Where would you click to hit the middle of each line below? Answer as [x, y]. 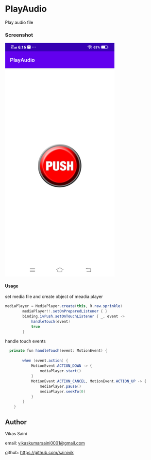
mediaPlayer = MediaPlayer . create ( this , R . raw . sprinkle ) [64, 306]
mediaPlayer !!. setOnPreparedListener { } [65, 312]
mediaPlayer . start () [60, 371]
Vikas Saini [16, 434]
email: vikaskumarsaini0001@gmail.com [45, 443]
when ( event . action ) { [45, 361]
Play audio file [19, 22]
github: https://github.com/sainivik [39, 452]
